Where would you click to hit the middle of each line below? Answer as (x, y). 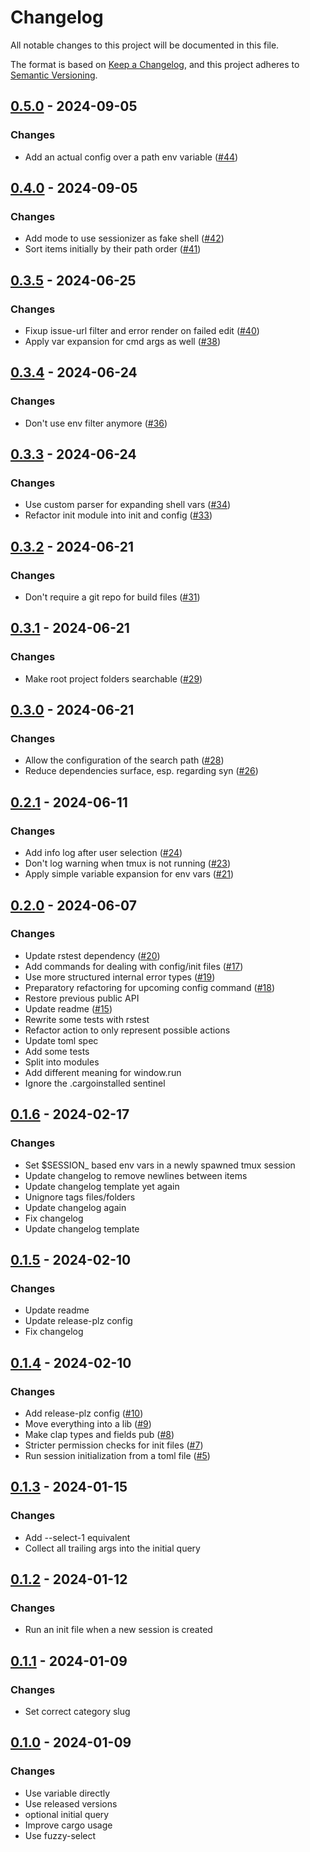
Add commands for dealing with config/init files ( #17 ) (134, 966)
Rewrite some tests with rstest (87, 1019)
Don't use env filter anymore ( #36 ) (96, 423)
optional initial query (67, 1814)
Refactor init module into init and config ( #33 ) (118, 515)
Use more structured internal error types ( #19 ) (120, 977)
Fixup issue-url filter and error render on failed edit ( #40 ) (142, 330)
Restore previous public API (82, 998)
